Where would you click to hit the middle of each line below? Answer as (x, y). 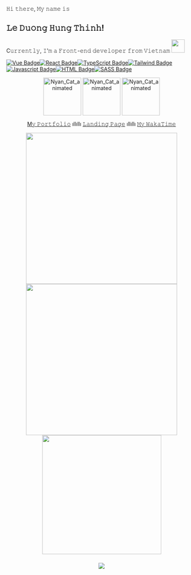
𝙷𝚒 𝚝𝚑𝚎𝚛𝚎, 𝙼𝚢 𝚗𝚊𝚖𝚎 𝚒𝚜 (38, 9)
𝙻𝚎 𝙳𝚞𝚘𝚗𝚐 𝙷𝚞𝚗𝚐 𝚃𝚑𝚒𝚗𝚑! (55, 28)
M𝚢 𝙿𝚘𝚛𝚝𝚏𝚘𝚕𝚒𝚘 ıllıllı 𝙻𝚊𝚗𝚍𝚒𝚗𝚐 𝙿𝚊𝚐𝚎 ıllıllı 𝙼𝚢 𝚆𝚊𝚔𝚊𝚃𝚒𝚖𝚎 (102, 124)
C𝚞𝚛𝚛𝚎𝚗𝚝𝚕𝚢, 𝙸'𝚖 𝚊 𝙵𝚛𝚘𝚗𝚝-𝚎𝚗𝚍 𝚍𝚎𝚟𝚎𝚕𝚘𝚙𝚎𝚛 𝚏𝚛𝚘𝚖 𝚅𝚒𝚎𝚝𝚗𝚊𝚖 (88, 50)
